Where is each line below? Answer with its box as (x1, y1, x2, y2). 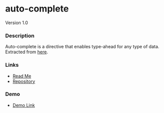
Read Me (12, 73, 32, 79)
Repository (12, 78, 35, 84)
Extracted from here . (5, 49, 48, 55)
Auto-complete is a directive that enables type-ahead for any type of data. (5, 44, 159, 50)
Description (5, 32, 35, 39)
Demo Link (12, 102, 35, 108)
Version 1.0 (5, 20, 28, 26)
